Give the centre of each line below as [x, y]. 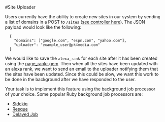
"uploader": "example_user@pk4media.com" [57, 45]
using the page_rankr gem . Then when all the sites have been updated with [82, 63]
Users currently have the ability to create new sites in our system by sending [83, 17]
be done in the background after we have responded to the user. [70, 79]
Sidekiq [20, 104]
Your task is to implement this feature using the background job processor [80, 89]
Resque [20, 109]
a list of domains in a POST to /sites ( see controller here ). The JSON [75, 22]
